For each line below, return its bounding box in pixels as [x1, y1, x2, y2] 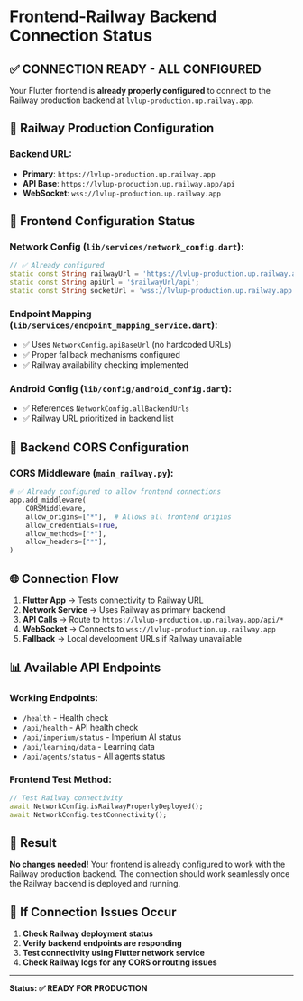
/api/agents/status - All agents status [22, 751, 166, 761]
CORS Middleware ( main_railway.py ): [9, 467, 174, 479]
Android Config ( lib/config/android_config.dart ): [9, 383, 233, 396]
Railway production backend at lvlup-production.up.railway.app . [9, 95, 254, 105]
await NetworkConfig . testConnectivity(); [9, 810, 168, 819]
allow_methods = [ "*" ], [25, 529, 106, 538]
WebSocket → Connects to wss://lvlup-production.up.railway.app [22, 623, 277, 634]
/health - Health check [22, 712, 109, 723]
